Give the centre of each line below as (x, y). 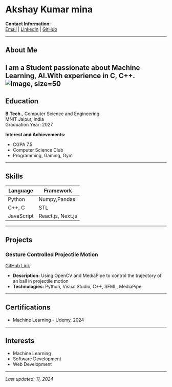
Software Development (37, 359)
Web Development (32, 364)
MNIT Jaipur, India (25, 119)
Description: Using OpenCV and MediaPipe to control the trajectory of (87, 275)
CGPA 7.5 (23, 144)
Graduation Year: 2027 (29, 124)
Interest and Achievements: (35, 134)
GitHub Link (18, 266)
